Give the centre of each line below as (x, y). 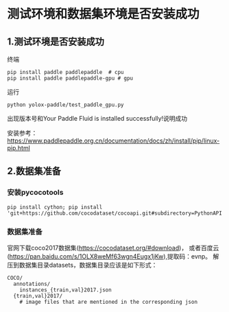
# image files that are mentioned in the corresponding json (108, 302)
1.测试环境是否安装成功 (56, 41)
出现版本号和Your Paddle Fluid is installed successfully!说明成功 (97, 118)
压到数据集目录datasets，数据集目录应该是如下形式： (82, 265)
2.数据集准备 (34, 171)
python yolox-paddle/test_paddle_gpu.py (66, 105)
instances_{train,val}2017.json (65, 290)
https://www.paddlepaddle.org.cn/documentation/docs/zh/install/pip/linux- (113, 141)
